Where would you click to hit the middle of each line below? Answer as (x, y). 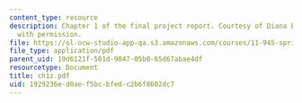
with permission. (50, 34)
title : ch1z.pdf (40, 76)
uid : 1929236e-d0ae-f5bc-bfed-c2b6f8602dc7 (92, 84)
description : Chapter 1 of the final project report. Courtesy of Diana (148, 26)
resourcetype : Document (54, 68)
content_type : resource (54, 17)
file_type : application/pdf (62, 51)
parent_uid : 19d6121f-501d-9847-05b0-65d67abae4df (106, 59)
